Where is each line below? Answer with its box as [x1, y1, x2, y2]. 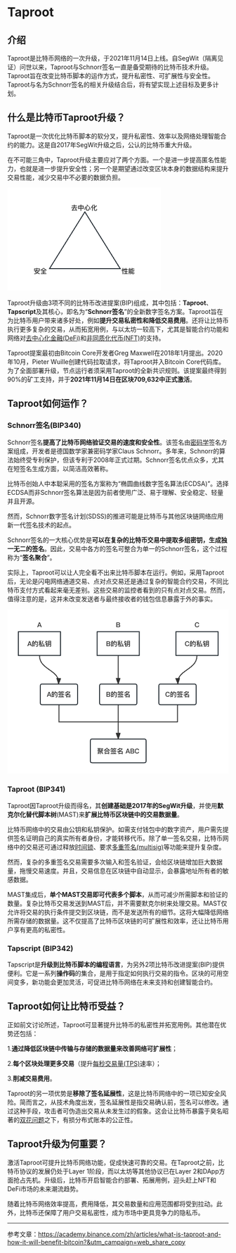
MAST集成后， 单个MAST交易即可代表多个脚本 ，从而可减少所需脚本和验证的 [7, 890, 228, 898]
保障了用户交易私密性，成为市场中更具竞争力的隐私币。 [44, 1208, 204, 1216]
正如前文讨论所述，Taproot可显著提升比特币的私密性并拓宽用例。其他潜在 [7, 1020, 221, 1028]
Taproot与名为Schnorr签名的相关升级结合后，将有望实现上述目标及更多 [7, 80, 213, 89]
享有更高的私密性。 [13, 925, 69, 933]
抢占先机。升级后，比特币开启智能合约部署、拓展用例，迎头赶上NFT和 [13, 1176, 216, 1184]
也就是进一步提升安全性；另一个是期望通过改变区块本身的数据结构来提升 [19, 164, 229, 172]
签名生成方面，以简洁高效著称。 [19, 464, 112, 472]
